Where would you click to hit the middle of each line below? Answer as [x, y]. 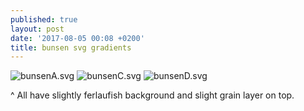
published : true [44, 19]
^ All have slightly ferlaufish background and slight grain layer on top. [152, 95]
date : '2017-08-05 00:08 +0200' [77, 38]
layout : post [37, 29]
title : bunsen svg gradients [71, 47]
